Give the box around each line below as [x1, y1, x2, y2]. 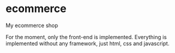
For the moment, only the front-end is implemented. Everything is [5, 33, 167, 40]
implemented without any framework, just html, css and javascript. [5, 40, 170, 47]
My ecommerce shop [5, 22, 58, 29]
